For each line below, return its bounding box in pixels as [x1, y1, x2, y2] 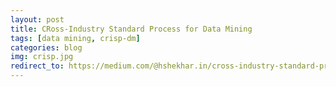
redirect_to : [10, 61, 65, 71]
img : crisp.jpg [10, 52, 74, 62]
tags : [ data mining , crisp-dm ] [10, 33, 141, 43]
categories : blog [10, 42, 83, 53]
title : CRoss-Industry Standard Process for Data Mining [10, 24, 253, 34]
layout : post [10, 14, 65, 25]
